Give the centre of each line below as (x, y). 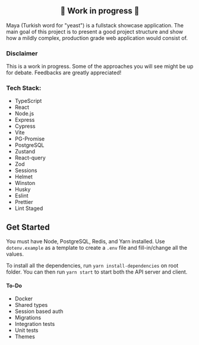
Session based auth (39, 311)
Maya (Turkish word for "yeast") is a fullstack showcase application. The (95, 25)
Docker (24, 299)
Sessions (26, 171)
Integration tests (35, 324)
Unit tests (26, 330)
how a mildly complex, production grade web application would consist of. (97, 38)
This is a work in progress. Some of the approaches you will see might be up (100, 67)
